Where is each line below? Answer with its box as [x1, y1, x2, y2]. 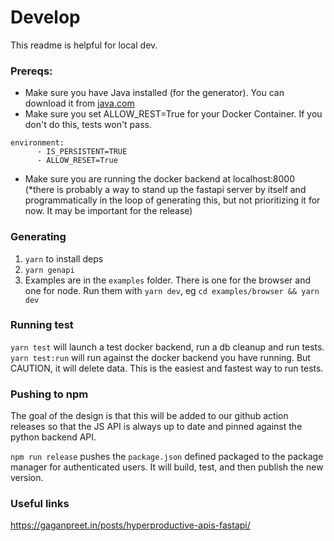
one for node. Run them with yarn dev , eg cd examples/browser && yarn [24, 284, 320, 296]
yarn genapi [24, 265, 75, 275]
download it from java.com [24, 97, 135, 110]
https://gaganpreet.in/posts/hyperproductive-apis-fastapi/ [10, 519, 251, 531]
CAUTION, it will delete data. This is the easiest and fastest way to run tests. [10, 362, 324, 374]
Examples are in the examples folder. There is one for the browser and [24, 274, 311, 286]
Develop [10, 6, 81, 29]
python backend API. [10, 431, 97, 443]
